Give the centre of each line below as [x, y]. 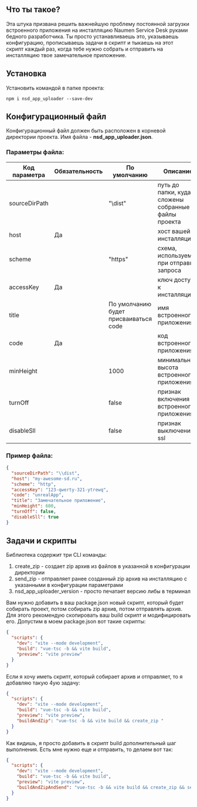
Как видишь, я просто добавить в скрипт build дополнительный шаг [91, 743]
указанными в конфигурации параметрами [69, 585]
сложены [171, 200]
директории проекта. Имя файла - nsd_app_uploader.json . [79, 137]
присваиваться [130, 318]
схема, [167, 248]
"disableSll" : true [35, 517]
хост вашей [174, 231]
